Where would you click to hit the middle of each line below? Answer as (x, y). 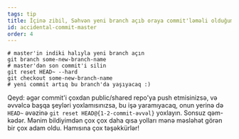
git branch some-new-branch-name (57, 60)
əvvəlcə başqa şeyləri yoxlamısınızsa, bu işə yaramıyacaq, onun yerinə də (116, 105)
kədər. (17, 120)
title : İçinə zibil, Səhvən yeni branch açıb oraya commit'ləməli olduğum (121, 21)
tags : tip (22, 14)
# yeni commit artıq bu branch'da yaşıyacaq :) (79, 85)
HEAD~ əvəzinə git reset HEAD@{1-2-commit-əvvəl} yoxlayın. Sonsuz (107, 113)
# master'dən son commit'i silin (57, 66)
